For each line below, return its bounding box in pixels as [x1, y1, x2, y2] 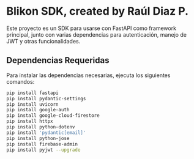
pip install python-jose [6, 135, 70, 141]
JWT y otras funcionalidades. [6, 37, 81, 45]
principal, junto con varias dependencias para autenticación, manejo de [6, 31, 187, 38]
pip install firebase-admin [6, 141, 78, 147]
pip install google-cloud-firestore [6, 113, 100, 119]
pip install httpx [6, 118, 53, 125]
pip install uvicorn [6, 101, 59, 108]
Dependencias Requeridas [6, 55, 110, 65]
